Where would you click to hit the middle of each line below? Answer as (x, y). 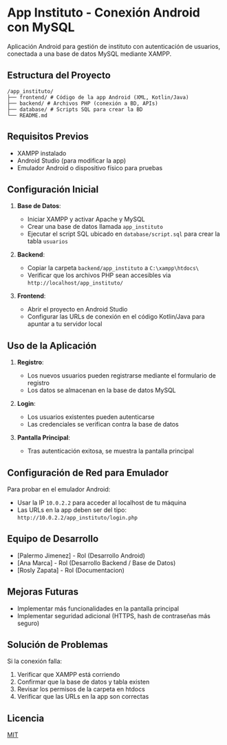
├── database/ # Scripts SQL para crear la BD (75, 109)
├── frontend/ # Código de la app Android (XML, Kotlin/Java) (98, 97)
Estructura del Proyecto (59, 75)
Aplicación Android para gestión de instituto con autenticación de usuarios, (114, 46)
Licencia (26, 718)
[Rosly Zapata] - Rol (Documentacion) (71, 570)
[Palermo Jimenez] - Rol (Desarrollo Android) (81, 555)
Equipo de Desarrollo (53, 539)
